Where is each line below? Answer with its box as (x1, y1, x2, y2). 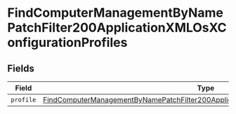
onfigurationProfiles (7, 35, 128, 50)
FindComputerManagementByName (7, 5, 223, 21)
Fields (7, 62, 35, 74)
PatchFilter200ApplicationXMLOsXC (7, 20, 227, 36)
